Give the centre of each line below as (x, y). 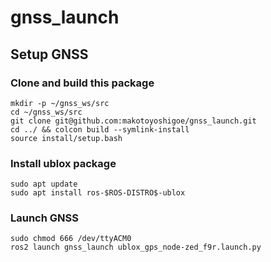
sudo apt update (44, 184)
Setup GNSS (49, 54)
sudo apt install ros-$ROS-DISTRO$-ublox (98, 193)
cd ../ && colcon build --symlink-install (100, 129)
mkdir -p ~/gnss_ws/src (60, 103)
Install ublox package (63, 163)
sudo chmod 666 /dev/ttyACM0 (71, 239)
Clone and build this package (82, 83)
